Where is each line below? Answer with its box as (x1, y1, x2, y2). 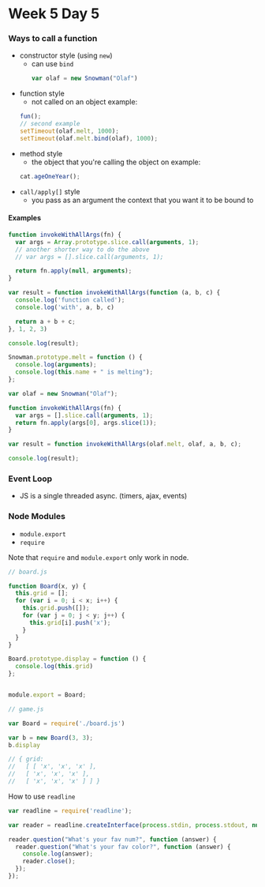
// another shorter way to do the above (15, 246, 150, 254)
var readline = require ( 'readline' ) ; (8, 806, 132, 814)
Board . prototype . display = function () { (8, 655, 147, 663)
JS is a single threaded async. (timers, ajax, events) (19, 491, 188, 501)
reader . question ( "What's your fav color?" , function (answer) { (15, 843, 231, 851)
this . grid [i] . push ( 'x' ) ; (28, 618, 111, 626)
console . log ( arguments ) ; (15, 361, 97, 369)
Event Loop (8, 473, 53, 484)
